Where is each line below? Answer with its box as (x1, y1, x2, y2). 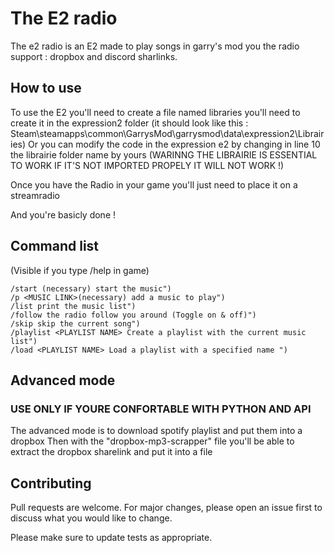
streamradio (10, 189, 60, 201)
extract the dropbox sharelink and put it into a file (10, 446, 213, 458)
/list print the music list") (10, 301, 137, 311)
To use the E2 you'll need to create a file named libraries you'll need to (10, 106, 301, 118)
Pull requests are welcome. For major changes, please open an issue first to (10, 502, 323, 514)
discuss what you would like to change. (10, 512, 173, 524)
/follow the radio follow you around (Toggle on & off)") (10, 310, 257, 320)
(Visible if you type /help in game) (10, 264, 150, 276)
